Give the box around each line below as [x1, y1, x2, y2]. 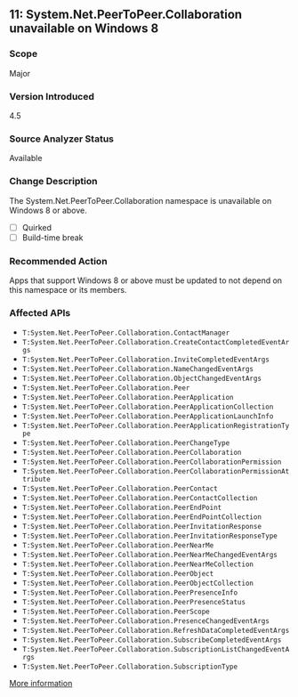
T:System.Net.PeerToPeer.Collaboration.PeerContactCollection [21, 494, 258, 503]
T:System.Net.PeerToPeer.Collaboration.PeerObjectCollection [21, 579, 254, 588]
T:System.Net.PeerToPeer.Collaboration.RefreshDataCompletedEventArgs [21, 627, 290, 636]
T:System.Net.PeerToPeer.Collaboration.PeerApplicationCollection [21, 402, 274, 412]
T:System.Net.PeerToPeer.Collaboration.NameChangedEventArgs [21, 365, 254, 374]
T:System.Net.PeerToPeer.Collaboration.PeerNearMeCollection [21, 560, 254, 569]
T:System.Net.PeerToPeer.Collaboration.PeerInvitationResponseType [21, 531, 278, 541]
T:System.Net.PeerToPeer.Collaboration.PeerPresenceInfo [21, 588, 238, 597]
